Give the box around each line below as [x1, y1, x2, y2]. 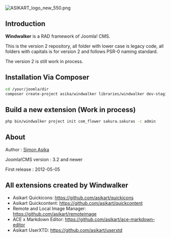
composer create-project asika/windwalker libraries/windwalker [5, 91, 145, 96]
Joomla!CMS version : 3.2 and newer [5, 156, 83, 163]
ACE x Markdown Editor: [12, 216, 64, 222]
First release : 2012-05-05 [5, 166, 60, 172]
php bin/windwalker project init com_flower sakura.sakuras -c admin [5, 119, 156, 124]
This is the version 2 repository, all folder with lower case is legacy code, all [5, 43, 164, 49]
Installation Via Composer [5, 73, 90, 82]
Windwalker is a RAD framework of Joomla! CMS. [5, 33, 110, 39]
